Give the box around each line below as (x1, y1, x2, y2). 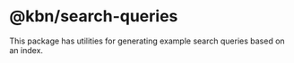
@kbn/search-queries (9, 6, 178, 27)
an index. (9, 44, 43, 55)
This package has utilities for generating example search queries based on (9, 35, 285, 46)
